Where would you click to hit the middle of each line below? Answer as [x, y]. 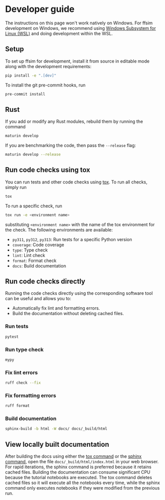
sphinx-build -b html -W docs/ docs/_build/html [56, 429]
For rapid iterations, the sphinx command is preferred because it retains [78, 467]
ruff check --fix [23, 383]
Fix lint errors [22, 372]
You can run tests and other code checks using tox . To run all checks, [76, 182]
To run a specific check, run [34, 206]
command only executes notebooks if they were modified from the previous [82, 488]
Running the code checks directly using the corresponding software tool [79, 293]
